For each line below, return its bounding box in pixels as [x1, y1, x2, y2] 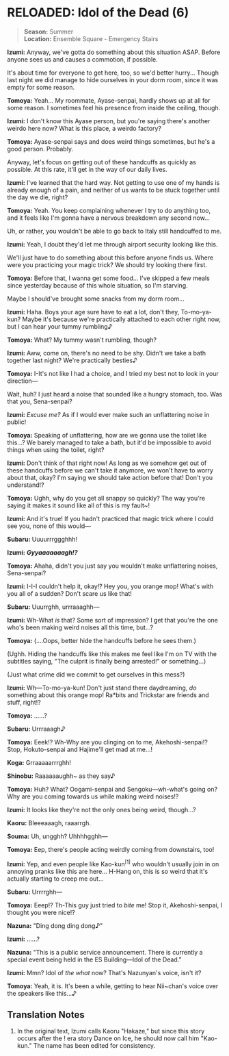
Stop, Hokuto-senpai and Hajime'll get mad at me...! [7, 745, 152, 753]
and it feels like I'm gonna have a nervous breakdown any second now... [7, 214, 210, 222]
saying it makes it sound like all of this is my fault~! [7, 501, 150, 510]
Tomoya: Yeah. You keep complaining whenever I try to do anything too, [7, 206, 211, 214]
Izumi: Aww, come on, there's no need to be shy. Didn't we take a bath [7, 349, 206, 357]
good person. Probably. [7, 144, 74, 153]
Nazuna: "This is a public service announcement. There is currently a [7, 948, 203, 956]
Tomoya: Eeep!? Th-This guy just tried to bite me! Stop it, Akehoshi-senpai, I [7, 901, 223, 909]
